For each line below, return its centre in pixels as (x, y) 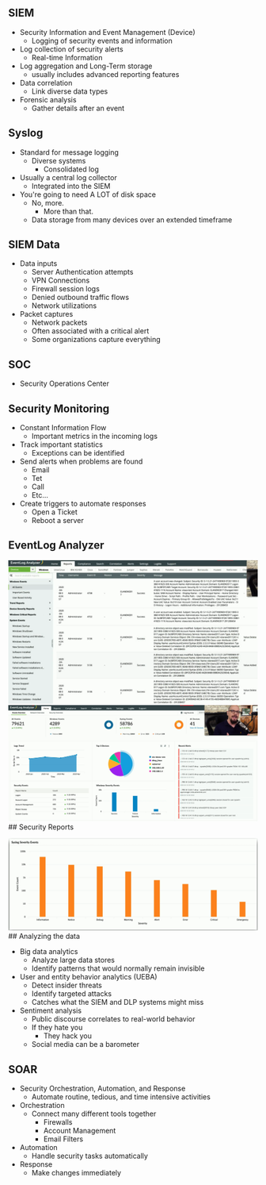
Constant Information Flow (63, 428)
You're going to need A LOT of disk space (88, 194)
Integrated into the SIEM (71, 186)
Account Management (80, 1130)
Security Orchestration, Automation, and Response (103, 1088)
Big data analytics (49, 952)
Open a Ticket (54, 512)
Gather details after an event (78, 108)
